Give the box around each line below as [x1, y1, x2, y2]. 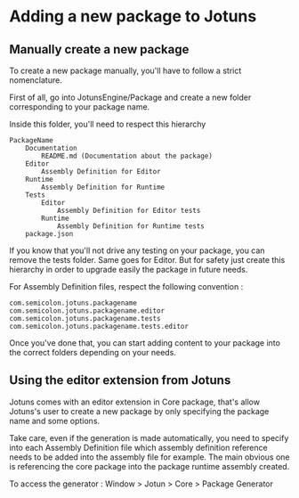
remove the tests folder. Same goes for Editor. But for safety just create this [9, 255, 286, 265]
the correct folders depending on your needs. [9, 347, 176, 357]
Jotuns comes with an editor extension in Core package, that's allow [9, 396, 261, 407]
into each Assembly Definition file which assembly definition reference [9, 442, 269, 453]
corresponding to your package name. [9, 102, 150, 112]
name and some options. [9, 415, 101, 426]
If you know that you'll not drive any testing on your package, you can [9, 245, 265, 256]
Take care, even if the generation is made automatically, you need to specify [9, 432, 289, 443]
